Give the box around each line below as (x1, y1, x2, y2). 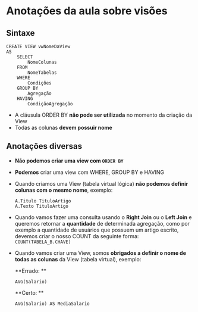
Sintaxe (6, 28, 35, 38)
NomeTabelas (27, 70, 58, 76)
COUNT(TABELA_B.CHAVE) (14, 239, 71, 245)
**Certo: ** (14, 289, 44, 296)
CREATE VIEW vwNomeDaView (6, 43, 70, 49)
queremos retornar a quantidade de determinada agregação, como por (14, 220, 190, 227)
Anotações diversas (6, 141, 83, 151)
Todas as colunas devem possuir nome (14, 124, 113, 131)
